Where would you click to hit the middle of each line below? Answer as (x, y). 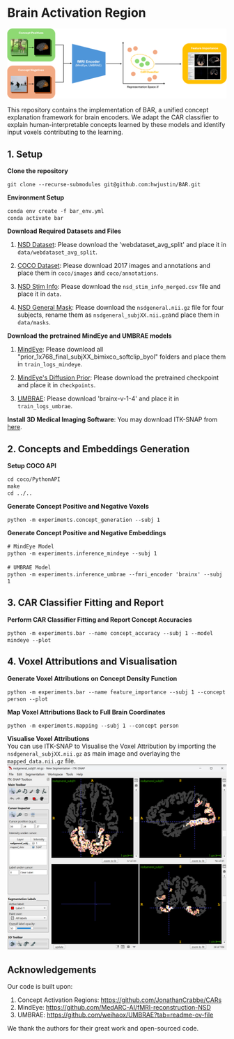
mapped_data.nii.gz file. (41, 761)
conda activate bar (36, 218)
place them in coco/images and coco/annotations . (88, 273)
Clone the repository (38, 171)
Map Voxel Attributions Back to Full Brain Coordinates (86, 712)
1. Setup (25, 154)
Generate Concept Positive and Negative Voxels (78, 506)
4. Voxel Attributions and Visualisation (92, 662)
